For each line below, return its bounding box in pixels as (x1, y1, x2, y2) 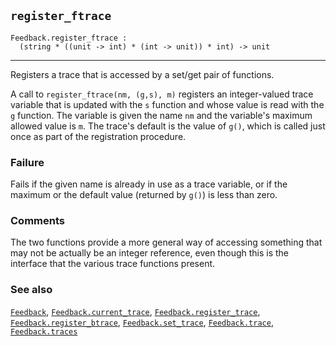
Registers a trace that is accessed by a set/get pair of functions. (10, 68, 275, 80)
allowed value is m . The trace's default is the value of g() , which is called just (10, 120, 326, 132)
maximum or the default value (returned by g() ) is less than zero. (10, 189, 278, 201)
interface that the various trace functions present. (10, 258, 216, 270)
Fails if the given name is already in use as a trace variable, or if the (10, 178, 288, 190)
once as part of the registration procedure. (10, 130, 187, 142)
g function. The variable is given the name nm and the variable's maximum (10, 109, 313, 121)
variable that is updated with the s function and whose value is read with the (10, 98, 325, 110)
